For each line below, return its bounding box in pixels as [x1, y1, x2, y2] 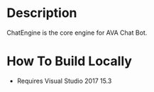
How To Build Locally [6, 53, 133, 69]
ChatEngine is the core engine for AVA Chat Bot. [6, 28, 148, 37]
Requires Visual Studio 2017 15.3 [16, 76, 112, 85]
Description [6, 5, 77, 21]
